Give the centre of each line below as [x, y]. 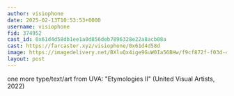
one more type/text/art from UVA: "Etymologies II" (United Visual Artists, [111, 79]
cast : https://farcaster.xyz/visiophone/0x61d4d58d [84, 46]
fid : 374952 [24, 33]
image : [17, 53]
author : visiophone [36, 14]
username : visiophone [39, 26]
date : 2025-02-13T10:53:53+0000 [54, 20]
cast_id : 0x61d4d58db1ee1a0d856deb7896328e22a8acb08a [87, 40]
